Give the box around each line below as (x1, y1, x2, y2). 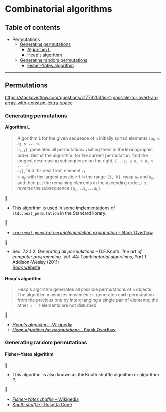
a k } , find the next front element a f (17, 168, 86, 174)
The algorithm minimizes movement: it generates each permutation (17, 291, 154, 297)
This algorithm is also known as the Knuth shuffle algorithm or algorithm (12, 371, 159, 377)
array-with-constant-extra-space (5, 100, 73, 106)
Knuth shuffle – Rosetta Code (12, 401, 72, 407)
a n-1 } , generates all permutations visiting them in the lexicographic (17, 146, 153, 153)
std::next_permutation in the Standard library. (12, 210, 107, 216)
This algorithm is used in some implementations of (12, 205, 115, 211)
